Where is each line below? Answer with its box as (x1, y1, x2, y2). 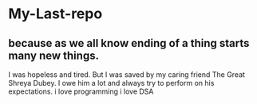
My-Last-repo (8, 5, 103, 23)
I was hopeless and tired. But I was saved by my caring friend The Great (8, 70, 246, 79)
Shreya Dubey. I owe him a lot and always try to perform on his (8, 79, 215, 87)
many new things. (8, 48, 100, 62)
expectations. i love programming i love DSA (8, 87, 154, 96)
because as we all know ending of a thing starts (8, 37, 250, 50)
